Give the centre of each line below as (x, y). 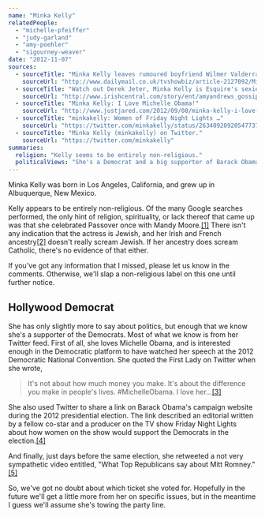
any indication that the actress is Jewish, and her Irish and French (115, 234)
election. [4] (27, 440)
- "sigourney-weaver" (51, 52)
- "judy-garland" (44, 37)
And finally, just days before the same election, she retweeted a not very (126, 455)
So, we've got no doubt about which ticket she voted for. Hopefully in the (127, 488)
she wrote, (26, 368)
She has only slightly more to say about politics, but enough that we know (128, 326)
